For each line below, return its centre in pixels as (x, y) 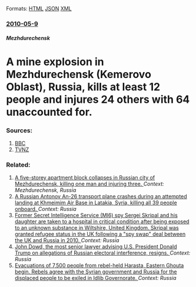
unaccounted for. (49, 112)
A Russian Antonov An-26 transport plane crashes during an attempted (101, 197)
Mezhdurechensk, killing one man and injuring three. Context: (89, 184)
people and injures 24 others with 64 (98, 99)
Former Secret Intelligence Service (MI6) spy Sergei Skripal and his (96, 216)
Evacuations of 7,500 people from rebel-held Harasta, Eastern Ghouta (99, 266)
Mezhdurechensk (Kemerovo (79, 74)
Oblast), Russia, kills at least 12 (83, 87)
